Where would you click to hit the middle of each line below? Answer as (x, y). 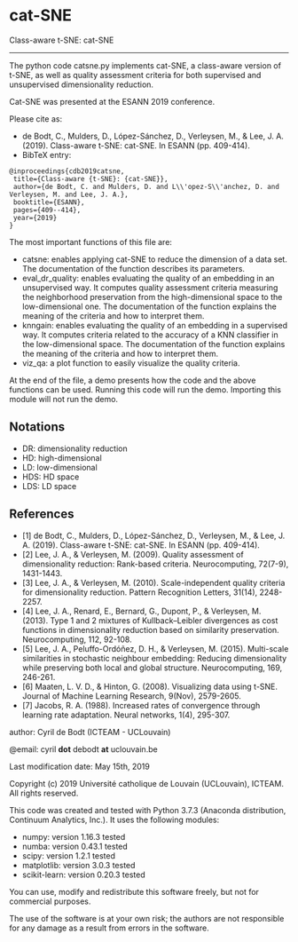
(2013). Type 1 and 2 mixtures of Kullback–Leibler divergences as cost (150, 620)
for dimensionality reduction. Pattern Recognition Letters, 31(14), (140, 592)
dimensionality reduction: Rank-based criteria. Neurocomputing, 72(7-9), (155, 564)
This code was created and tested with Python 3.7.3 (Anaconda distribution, (148, 810)
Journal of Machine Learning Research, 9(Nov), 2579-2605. (131, 696)
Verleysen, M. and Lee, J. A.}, (69, 194)
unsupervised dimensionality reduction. (81, 84)
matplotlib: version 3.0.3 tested (78, 865)
